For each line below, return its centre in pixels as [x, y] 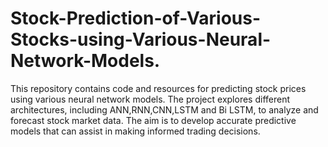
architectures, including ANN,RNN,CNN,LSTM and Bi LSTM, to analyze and [164, 109]
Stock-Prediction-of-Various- [136, 18]
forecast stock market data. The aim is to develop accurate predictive [153, 120]
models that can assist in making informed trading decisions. [135, 131]
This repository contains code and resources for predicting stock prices [158, 88]
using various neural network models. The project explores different [150, 99]
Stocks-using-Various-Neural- [141, 39]
